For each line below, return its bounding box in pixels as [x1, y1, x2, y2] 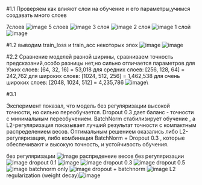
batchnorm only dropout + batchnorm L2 [29, 166, 176, 172]
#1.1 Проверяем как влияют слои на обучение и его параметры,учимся [6, 5, 191, 12]
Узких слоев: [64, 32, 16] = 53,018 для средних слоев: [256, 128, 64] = [6, 66, 185, 73]
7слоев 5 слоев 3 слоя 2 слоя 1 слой [6, 24, 191, 30]
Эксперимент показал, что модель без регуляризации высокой [6, 102, 170, 109]
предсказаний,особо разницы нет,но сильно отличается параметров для [6, 60, 195, 67]
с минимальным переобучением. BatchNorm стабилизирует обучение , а [6, 115, 196, 122]
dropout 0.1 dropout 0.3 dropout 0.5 [29, 159, 186, 166]
